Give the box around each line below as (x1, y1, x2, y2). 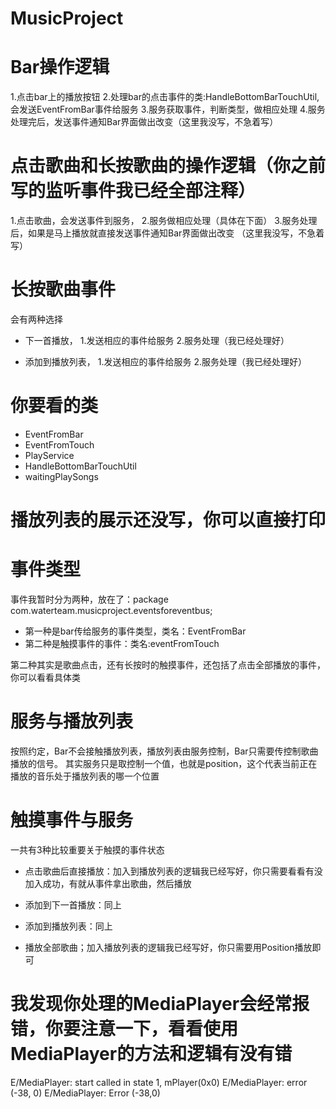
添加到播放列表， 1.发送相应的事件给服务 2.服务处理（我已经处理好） (24, 356, 307, 367)
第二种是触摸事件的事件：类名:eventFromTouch (24, 638, 220, 650)
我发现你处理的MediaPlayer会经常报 (10, 993, 310, 1016)
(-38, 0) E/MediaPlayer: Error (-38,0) (10, 1087, 161, 1099)
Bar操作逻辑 (10, 56, 110, 79)
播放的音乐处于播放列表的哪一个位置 (10, 770, 160, 782)
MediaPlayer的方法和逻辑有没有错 (10, 1043, 293, 1066)
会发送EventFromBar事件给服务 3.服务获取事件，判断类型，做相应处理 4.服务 (10, 103, 326, 116)
